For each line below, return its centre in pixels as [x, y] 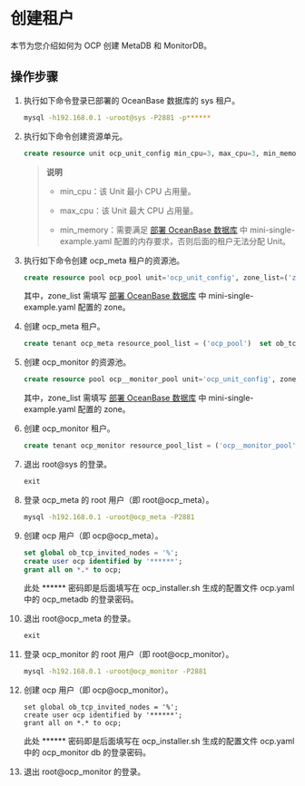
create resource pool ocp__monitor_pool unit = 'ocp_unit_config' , [149, 379]
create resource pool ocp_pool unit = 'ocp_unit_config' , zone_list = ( [156, 278]
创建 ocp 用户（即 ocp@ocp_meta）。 [93, 535]
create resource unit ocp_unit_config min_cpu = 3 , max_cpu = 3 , [142, 153]
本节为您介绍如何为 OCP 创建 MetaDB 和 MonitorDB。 [111, 45]
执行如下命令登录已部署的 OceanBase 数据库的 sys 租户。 [131, 100]
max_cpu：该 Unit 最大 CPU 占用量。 [129, 211]
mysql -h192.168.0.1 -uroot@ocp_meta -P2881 [109, 517]
